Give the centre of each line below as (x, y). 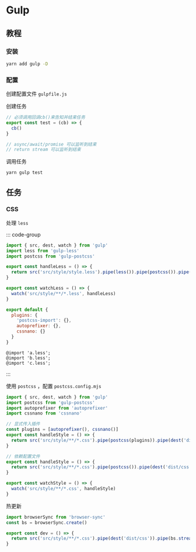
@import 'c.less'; (28, 363)
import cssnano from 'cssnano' (44, 413)
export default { (27, 310)
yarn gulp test (24, 173)
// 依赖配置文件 (23, 456)
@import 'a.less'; (28, 353)
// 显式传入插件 (23, 424)
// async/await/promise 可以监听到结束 (51, 144)
